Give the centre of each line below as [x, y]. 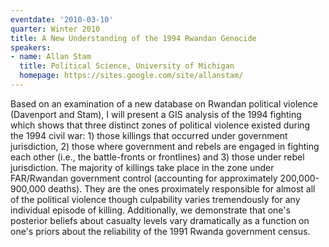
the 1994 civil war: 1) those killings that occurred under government [149, 135]
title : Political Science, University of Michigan [127, 66]
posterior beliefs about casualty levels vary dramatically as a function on [160, 220]
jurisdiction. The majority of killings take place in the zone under [142, 167]
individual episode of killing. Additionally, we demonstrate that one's [150, 210]
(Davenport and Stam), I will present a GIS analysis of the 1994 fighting [156, 114]
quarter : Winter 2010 [55, 29]
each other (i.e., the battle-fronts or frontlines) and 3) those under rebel [157, 157]
